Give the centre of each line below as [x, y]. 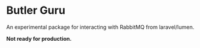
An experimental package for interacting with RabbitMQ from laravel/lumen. [100, 27]
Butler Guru [36, 10]
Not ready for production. [39, 38]
